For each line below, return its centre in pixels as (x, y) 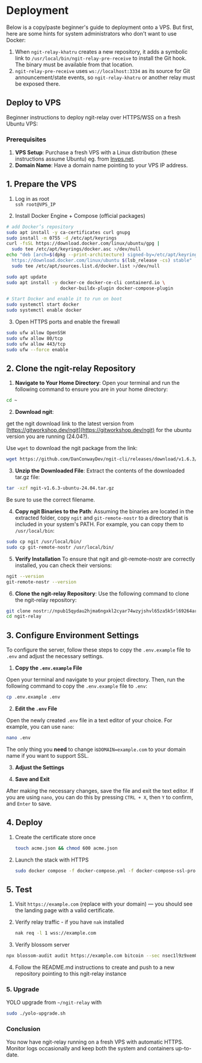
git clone (19, 611)
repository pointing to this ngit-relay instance (71, 973)
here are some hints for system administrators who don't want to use (92, 33)
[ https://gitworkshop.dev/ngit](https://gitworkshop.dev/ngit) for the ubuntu (99, 430)
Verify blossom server (42, 945)
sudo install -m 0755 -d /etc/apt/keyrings (62, 238)
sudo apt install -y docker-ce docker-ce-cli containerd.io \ (86, 282)
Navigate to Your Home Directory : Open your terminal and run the (97, 383)
